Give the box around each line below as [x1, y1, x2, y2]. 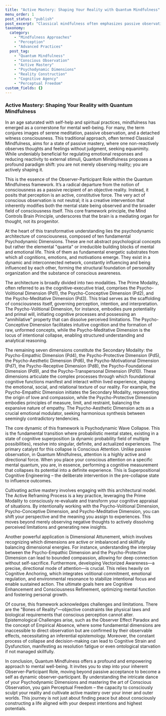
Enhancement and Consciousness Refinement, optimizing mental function [5, 586, 156, 592]
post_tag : [9, 49, 30, 53]
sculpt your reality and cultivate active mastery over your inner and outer [5, 689, 153, 696]
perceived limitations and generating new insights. [5, 524, 108, 530]
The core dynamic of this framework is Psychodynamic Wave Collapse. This [5, 425, 160, 431]
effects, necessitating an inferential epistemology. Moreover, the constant [5, 632, 155, 639]
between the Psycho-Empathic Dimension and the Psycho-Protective [5, 549, 146, 555]
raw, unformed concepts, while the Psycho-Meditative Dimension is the [5, 327, 151, 333]
